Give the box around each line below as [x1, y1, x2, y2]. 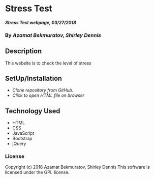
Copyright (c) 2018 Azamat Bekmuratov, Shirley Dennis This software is [5, 164, 150, 170]
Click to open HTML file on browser [12, 92, 85, 98]
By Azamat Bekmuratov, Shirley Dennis [5, 31, 101, 38]
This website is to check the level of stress [5, 60, 92, 66]
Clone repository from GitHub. [12, 87, 74, 93]
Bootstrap [12, 136, 32, 142]
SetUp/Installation [5, 74, 62, 83]
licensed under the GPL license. [5, 169, 70, 175]
